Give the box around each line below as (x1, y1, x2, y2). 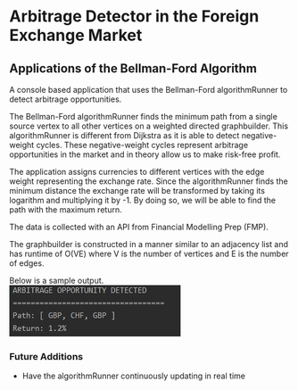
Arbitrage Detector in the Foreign (9, 6, 260, 27)
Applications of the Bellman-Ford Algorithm (9, 61, 257, 76)
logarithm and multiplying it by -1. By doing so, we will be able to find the (9, 195, 277, 205)
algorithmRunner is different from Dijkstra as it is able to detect (9, 130, 240, 140)
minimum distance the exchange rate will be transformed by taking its (9, 186, 266, 195)
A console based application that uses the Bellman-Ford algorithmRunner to (9, 85, 288, 95)
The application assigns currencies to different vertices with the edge (9, 167, 265, 177)
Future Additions (9, 350, 83, 362)
